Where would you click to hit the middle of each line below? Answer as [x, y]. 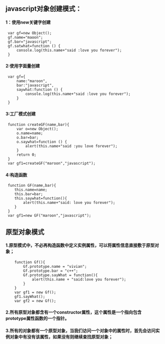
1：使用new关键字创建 [28, 22]
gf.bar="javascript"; [30, 42]
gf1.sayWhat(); [30, 296]
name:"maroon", [32, 81]
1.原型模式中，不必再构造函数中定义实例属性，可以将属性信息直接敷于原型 [80, 245]
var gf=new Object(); [30, 33]
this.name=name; [31, 190]
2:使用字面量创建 [23, 66]
